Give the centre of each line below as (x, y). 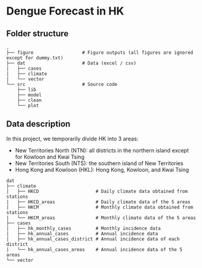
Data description (38, 124)
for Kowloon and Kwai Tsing (50, 157)
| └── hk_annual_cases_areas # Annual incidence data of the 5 (94, 249)
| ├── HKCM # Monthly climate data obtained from (100, 207)
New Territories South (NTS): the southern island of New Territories (99, 163)
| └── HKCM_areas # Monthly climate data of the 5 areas (101, 218)
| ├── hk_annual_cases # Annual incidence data (82, 234)
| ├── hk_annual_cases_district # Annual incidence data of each (93, 239)
